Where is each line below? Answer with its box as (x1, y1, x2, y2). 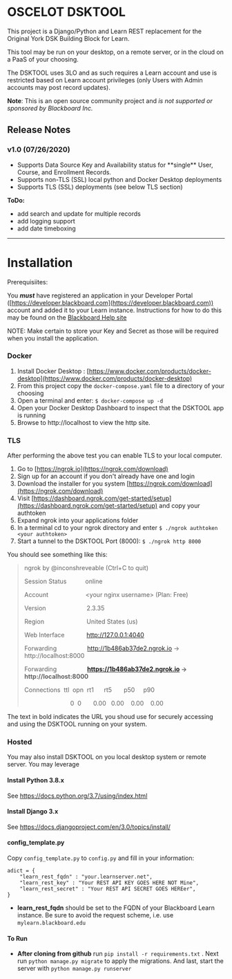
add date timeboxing (17, 224, 76, 232)
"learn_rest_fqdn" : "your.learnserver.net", (19, 873, 153, 881)
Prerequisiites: (7, 277, 48, 286)
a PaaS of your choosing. (7, 55, 79, 63)
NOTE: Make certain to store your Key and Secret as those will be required (7, 327, 219, 335)
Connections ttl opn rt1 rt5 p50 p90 (23, 686, 155, 694)
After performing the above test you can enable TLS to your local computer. (7, 451, 222, 460)
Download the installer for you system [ (17, 479, 129, 488)
